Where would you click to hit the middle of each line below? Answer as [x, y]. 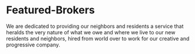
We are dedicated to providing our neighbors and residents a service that [95, 26]
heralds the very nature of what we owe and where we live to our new [91, 32]
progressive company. [33, 45]
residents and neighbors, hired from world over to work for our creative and [98, 38]
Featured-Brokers [51, 10]
